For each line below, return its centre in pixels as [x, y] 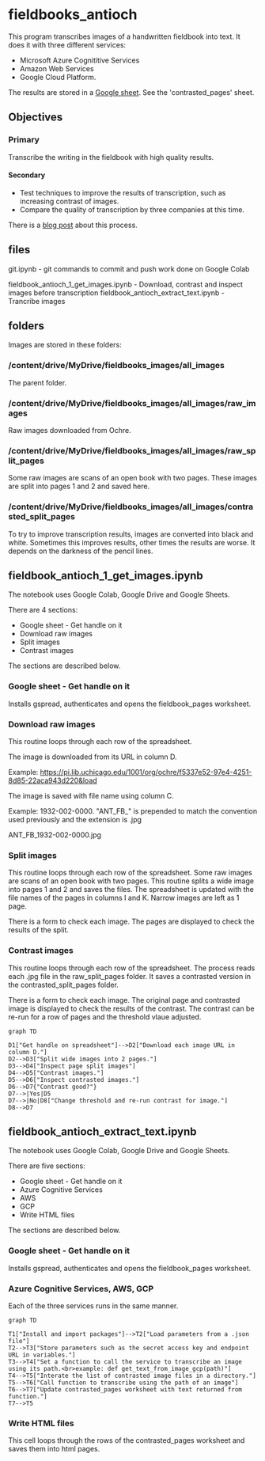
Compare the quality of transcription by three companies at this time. [132, 209]
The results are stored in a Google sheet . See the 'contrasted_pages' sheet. [131, 92]
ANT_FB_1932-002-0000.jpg [55, 835]
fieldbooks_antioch [73, 15]
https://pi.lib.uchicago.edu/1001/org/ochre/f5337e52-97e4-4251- [146, 772]
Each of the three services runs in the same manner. [93, 1306]
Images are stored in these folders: [65, 345]
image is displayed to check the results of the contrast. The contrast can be [131, 1008]
